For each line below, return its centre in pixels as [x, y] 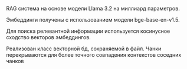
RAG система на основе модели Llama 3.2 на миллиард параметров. [93, 8]
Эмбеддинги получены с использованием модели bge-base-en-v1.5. [93, 20]
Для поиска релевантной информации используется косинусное [88, 31]
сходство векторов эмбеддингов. [49, 37]
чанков [15, 61]
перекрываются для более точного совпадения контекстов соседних [94, 55]
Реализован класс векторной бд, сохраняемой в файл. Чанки [84, 49]
